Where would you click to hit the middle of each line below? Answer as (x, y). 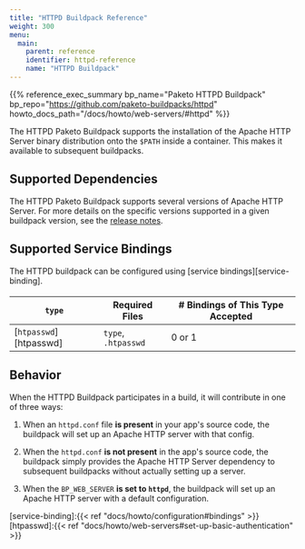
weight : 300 (32, 26)
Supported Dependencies (84, 180)
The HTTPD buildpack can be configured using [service (114, 271)
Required (133, 305)
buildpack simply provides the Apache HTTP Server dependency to (148, 461)
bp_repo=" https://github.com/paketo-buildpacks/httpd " (113, 104)
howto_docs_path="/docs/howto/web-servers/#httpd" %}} (120, 114)
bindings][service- (255, 271)
